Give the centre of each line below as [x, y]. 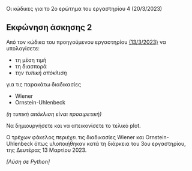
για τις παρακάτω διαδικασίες [44, 84]
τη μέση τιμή [31, 60]
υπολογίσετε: [23, 48]
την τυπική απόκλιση [41, 73]
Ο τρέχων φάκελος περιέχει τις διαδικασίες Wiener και [75, 137]
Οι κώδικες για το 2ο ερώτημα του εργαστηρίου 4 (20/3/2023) [84, 9]
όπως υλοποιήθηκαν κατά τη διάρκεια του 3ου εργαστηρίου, [110, 143]
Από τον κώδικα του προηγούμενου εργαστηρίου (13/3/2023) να [86, 42]
